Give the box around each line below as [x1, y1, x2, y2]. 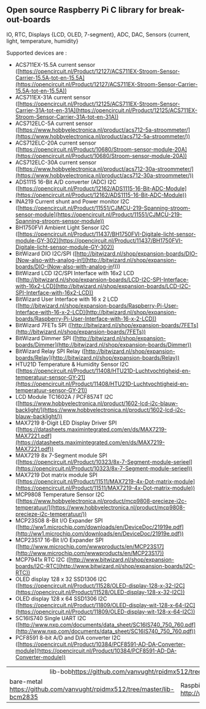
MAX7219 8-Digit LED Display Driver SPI [15, 419, 117, 427]
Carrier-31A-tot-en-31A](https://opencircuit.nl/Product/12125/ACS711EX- [15, 107, 198, 114]
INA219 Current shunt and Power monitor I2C [15, 197, 130, 205]
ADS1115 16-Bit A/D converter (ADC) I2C [15, 178, 116, 186]
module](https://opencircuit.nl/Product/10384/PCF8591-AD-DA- [15, 646, 177, 654]
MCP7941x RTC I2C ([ [15, 556, 71, 563]
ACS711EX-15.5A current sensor [15, 61, 96, 68]
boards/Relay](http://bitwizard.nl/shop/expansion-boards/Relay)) [15, 354, 180, 361]
